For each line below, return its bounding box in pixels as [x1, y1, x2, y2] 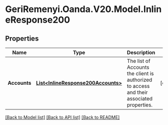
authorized [126, 76, 152, 83]
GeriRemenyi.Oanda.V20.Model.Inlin [5, 4, 162, 15]
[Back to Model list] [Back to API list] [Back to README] [5, 114, 120, 120]
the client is [126, 70, 154, 77]
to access [126, 83, 150, 89]
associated [126, 95, 153, 102]
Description [126, 49, 155, 56]
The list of [126, 58, 151, 64]
